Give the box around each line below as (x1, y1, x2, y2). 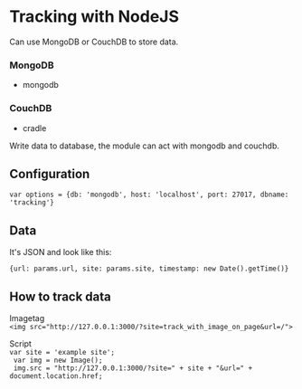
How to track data (9, 289, 111, 304)
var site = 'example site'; (9, 347, 116, 356)
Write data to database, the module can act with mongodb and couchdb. (9, 140, 280, 151)
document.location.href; (9, 371, 103, 381)
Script (9, 337, 32, 349)
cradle (22, 122, 47, 133)
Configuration (9, 166, 90, 182)
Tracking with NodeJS (9, 6, 179, 27)
